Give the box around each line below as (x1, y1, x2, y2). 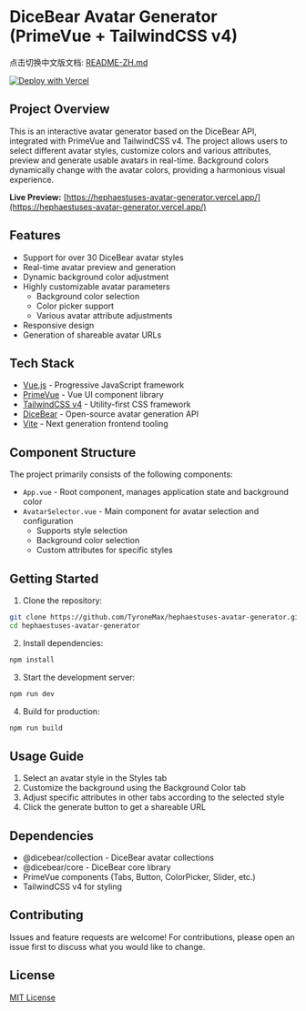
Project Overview (9, 102, 110, 117)
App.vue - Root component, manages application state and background (22, 487, 290, 498)
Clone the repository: (22, 595, 103, 606)
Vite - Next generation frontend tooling (22, 419, 168, 430)
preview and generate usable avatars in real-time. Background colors (9, 155, 269, 166)
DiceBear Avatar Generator (9, 6, 218, 27)
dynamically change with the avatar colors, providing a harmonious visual (9, 164, 286, 175)
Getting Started (9, 571, 99, 586)
